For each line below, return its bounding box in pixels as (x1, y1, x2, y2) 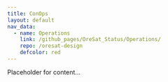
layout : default (7, 17, 55, 24)
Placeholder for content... (7, 67, 80, 76)
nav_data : (7, 23, 36, 30)
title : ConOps (7, 10, 49, 17)
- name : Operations (13, 29, 71, 37)
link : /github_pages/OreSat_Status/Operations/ (20, 36, 161, 43)
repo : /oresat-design (20, 42, 83, 49)
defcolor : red (20, 49, 61, 56)
